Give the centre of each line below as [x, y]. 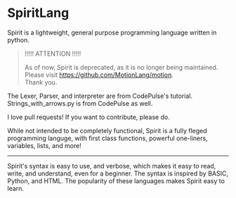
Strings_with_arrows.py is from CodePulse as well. [80, 103]
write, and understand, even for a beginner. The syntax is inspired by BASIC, [118, 173]
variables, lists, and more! [45, 145]
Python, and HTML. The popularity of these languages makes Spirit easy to [116, 180]
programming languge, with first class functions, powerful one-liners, [108, 138]
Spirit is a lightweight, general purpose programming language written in [112, 32]
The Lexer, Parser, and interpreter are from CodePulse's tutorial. [100, 96]
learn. [16, 188]
